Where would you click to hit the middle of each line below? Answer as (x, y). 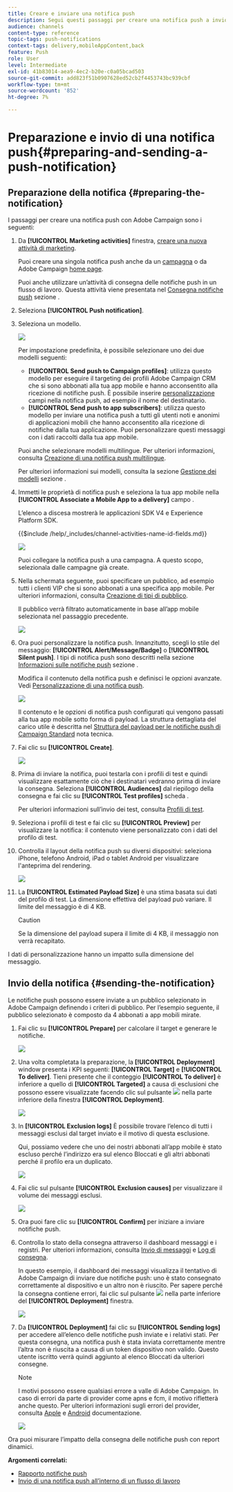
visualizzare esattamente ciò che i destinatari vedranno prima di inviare (119, 781)
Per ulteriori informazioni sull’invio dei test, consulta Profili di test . (111, 809)
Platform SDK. (38, 520)
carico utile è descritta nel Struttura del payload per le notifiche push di (119, 727)
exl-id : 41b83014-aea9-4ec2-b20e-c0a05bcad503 (76, 71)
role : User (24, 59)
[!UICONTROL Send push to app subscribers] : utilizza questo (117, 408)
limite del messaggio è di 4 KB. (62, 907)
